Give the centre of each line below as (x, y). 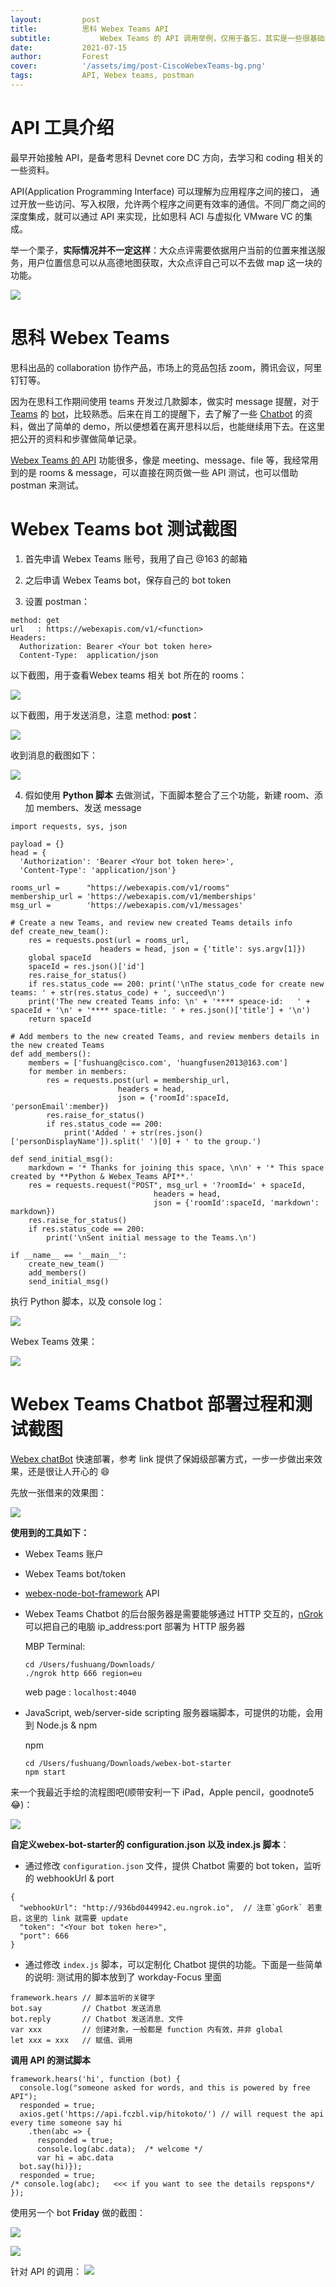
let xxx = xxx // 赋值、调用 (71, 2040)
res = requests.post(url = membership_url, (138, 1080)
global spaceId (60, 957)
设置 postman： (57, 601)
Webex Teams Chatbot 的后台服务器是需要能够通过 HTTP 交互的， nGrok (174, 1613)
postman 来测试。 (47, 485)
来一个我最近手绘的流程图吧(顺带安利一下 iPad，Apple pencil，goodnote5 (162, 1792)
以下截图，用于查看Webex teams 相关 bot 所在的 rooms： (129, 675)
